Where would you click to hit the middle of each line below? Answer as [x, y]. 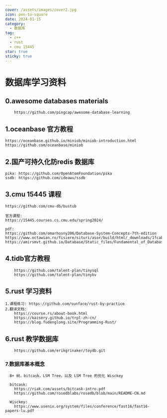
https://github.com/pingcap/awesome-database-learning [72, 113]
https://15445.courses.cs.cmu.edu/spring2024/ [54, 220]
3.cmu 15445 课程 [33, 194]
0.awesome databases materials [57, 101]
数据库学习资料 [36, 82]
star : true [16, 51]
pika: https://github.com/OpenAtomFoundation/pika [59, 174]
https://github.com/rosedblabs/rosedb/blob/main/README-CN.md [80, 393]
